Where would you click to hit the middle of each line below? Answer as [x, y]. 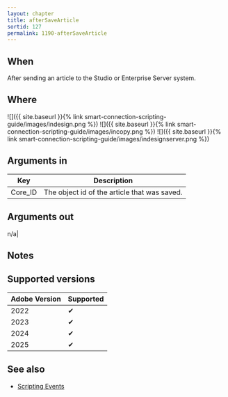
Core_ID [24, 192]
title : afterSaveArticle [43, 20]
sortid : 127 [24, 26]
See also [26, 369]
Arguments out [41, 217]
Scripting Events [41, 386]
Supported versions [51, 279]
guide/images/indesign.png [47, 124]
